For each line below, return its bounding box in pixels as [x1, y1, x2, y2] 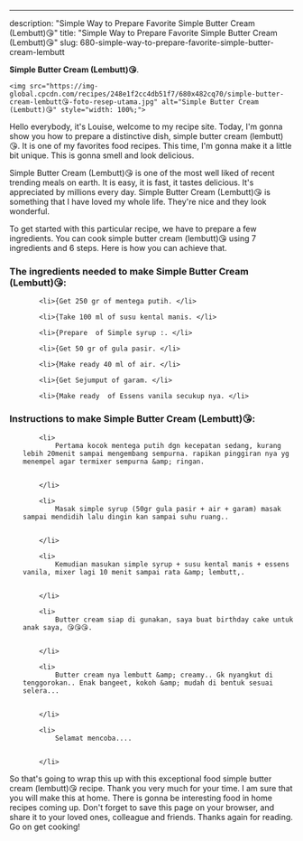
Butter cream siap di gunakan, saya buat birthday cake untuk [55, 615, 294, 624]
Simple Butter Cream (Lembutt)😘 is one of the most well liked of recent [9, 168, 275, 178]
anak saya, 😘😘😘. [22, 622, 93, 632]
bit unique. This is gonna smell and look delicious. [9, 150, 195, 161]
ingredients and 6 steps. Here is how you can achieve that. [9, 243, 227, 253]
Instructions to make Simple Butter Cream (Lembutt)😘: [9, 413, 256, 425]
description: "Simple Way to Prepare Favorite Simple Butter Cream [9, 18, 255, 28]
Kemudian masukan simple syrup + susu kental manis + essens [55, 559, 290, 569]
